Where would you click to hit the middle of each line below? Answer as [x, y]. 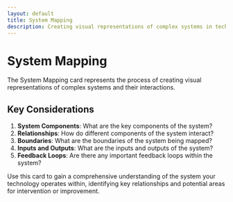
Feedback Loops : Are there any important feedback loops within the [115, 155]
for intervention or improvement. [53, 191]
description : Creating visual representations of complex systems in [110, 26]
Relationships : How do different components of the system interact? [115, 133]
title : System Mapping [40, 20]
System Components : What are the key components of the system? [115, 126]
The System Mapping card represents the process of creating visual [104, 80]
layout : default [31, 14]
